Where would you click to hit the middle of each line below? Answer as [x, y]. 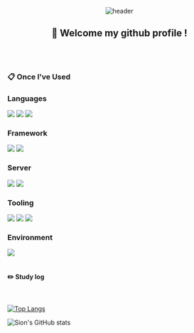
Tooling [21, 202]
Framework [27, 133]
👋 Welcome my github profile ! [119, 33]
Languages [27, 98]
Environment [30, 237]
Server [20, 168]
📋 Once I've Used [39, 77]
